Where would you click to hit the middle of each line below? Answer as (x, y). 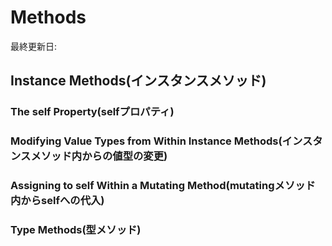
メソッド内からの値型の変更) (99, 156)
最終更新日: (34, 46)
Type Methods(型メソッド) (76, 230)
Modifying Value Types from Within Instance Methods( (146, 141)
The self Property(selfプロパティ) (92, 112)
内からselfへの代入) (57, 201)
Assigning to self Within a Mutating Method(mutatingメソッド (163, 186)
